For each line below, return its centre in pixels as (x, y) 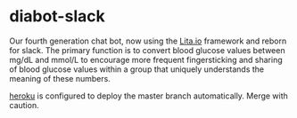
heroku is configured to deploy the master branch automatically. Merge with (148, 96)
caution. (24, 105)
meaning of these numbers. (60, 78)
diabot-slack (57, 16)
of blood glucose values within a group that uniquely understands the (137, 69)
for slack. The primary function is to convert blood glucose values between (147, 50)
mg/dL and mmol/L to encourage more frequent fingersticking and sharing (146, 59)
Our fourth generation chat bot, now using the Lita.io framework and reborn (148, 41)
